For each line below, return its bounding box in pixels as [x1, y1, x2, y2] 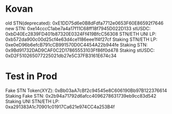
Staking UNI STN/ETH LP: [5, 98, 60, 104]
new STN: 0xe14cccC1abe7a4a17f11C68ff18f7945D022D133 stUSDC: [5, 25, 151, 31]
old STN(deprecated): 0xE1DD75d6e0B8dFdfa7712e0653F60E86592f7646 [5, 20, 164, 26]
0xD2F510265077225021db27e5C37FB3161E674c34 [5, 52, 117, 59]
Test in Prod [5, 71, 58, 82]
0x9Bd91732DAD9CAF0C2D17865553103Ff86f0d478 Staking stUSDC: [5, 47, 155, 53]
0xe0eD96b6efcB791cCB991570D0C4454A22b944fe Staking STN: [5, 41, 148, 48]
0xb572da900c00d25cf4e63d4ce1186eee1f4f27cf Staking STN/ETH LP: [5, 36, 158, 42]
